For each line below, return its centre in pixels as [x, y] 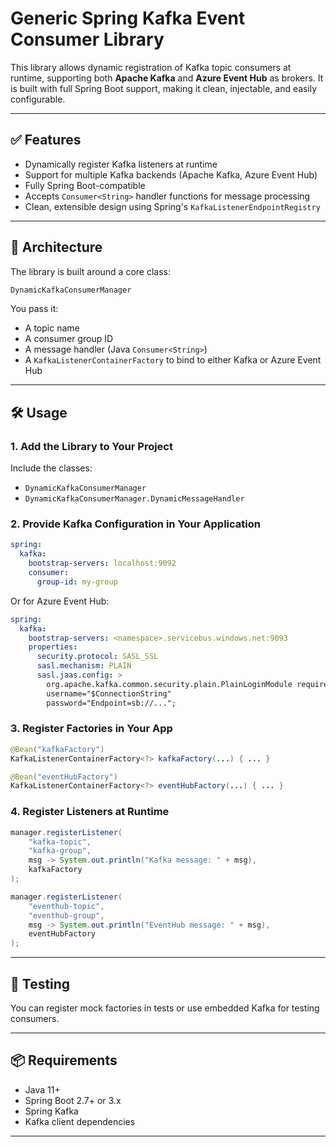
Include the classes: [51, 468]
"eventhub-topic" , [66, 906]
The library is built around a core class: [91, 271]
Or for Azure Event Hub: [60, 601]
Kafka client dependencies [80, 1121]
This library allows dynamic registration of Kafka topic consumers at [151, 67]
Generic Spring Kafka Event [128, 18]
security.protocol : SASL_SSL [97, 657]
